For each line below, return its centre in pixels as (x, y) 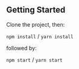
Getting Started (36, 10)
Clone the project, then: (36, 24)
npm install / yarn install (40, 36)
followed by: (22, 48)
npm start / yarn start (34, 59)
